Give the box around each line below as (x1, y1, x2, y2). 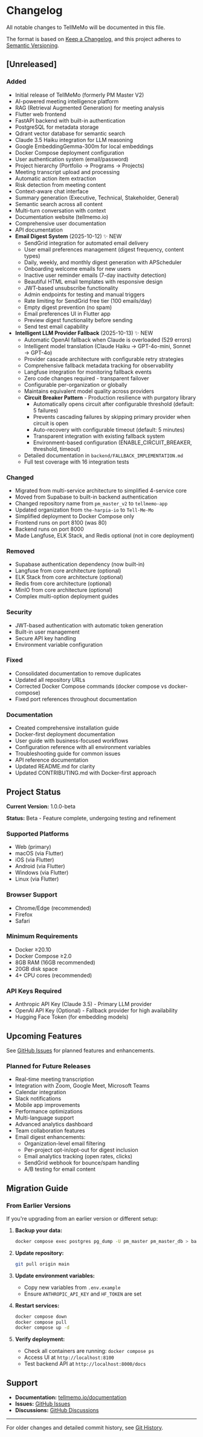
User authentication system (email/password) (14, 155, 129, 163)
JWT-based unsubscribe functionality (24, 284, 118, 291)
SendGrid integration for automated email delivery (24, 239, 149, 247)
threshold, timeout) (33, 445, 81, 452)
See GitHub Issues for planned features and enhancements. (6, 1046, 155, 1054)
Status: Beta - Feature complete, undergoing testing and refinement (6, 814, 176, 822)
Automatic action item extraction (14, 175, 97, 182)
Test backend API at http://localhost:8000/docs (24, 1360, 146, 1367)
